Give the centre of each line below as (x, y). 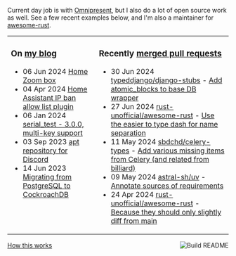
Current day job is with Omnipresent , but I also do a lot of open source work (117, 10)
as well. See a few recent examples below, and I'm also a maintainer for (111, 18)
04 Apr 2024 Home (55, 89)
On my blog (34, 54)
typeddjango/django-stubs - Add (166, 80)
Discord (36, 159)
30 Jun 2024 (132, 71)
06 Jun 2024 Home (55, 71)
